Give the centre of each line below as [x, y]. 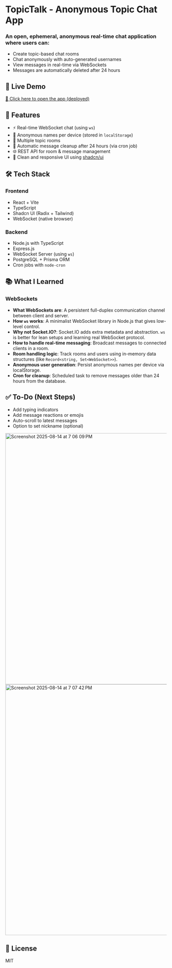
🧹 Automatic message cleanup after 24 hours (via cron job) [75, 146]
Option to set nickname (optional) [48, 426]
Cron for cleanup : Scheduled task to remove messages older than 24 [86, 375]
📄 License [21, 948]
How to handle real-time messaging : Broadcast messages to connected [89, 343]
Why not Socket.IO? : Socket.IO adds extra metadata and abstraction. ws [89, 332]
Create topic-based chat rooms [46, 54]
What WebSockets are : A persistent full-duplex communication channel [89, 310]
